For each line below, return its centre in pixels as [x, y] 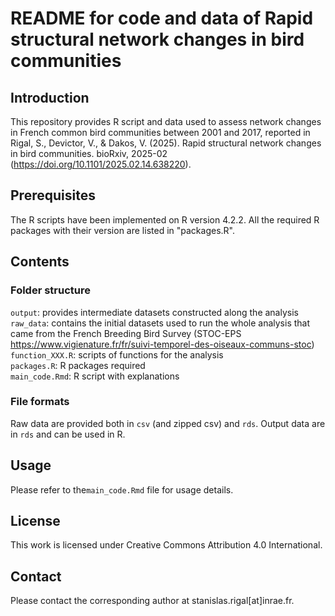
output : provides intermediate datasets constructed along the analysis [154, 312]
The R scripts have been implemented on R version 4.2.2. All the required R [165, 219]
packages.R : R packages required [78, 365]
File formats [40, 402]
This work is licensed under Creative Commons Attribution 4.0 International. [166, 545]
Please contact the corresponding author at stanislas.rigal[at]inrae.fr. [152, 601]
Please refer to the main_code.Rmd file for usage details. [122, 489]
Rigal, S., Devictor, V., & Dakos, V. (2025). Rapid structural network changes [166, 143]
